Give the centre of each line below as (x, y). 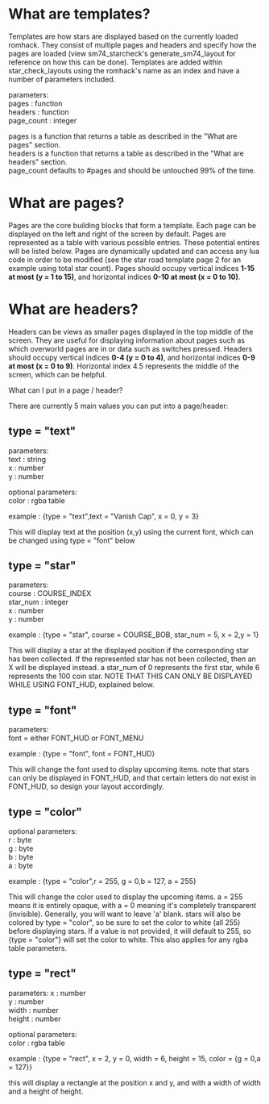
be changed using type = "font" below (72, 540)
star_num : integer (39, 602)
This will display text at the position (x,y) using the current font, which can (131, 531)
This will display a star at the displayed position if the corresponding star (129, 651)
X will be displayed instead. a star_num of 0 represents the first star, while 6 (134, 668)
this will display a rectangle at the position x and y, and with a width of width (135, 1082)
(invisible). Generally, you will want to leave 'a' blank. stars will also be (125, 914)
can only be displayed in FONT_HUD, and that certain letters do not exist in (132, 778)
